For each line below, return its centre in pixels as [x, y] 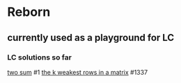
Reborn [29, 12]
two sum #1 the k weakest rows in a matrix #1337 [78, 72]
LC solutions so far [39, 57]
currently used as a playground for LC [91, 38]
